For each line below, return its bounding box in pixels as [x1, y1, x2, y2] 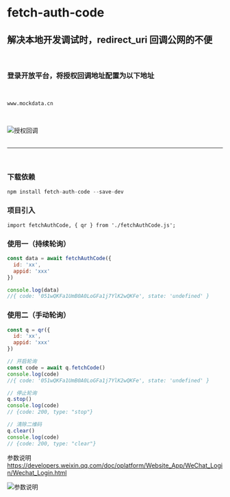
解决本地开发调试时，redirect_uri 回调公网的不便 [7, 34, 213, 45]
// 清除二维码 [7, 421, 42, 428]
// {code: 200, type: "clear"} [7, 440, 97, 447]
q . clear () [7, 427, 36, 434]
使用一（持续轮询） [7, 239, 71, 248]
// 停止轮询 [7, 389, 38, 396]
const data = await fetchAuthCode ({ [7, 255, 112, 262]
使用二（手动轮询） [7, 310, 71, 320]
